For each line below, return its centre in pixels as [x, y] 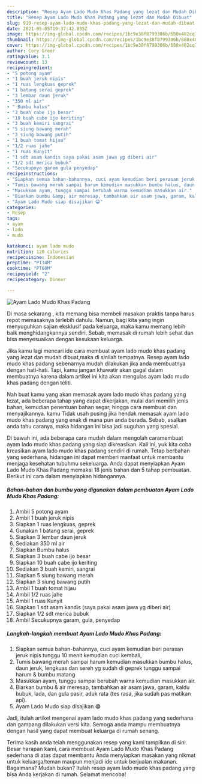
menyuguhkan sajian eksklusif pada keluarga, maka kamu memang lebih [96, 326]
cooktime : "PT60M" [30, 269]
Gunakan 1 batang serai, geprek [55, 530]
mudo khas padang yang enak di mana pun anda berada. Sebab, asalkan [97, 420]
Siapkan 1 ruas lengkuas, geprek [55, 524]
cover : [15, 46]
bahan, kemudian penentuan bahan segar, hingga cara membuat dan [92, 407]
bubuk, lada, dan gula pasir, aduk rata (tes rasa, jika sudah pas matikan [103, 693]
